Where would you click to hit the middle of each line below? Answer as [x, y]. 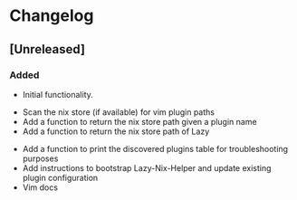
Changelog [52, 16]
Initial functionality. [57, 94]
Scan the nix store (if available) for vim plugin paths [119, 112]
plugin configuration [60, 177]
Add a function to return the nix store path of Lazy [116, 131]
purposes [40, 158]
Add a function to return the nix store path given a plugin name [139, 121]
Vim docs [40, 187]
